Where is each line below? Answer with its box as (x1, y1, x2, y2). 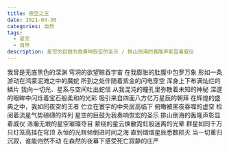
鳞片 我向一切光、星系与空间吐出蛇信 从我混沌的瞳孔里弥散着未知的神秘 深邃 (7, 85, 223, 93)
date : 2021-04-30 (7, 16, 57, 23)
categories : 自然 (7, 23, 55, 30)
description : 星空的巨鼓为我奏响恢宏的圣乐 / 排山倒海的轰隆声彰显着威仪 (7, 49, 194, 56)
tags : (7, 29, 23, 36)
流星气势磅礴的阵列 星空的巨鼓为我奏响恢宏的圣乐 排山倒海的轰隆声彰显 (19, 111, 221, 119)
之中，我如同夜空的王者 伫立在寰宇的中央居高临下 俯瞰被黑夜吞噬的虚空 (12, 102, 215, 111)
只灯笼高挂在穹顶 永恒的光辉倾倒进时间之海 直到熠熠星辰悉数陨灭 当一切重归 (7, 128, 223, 136)
